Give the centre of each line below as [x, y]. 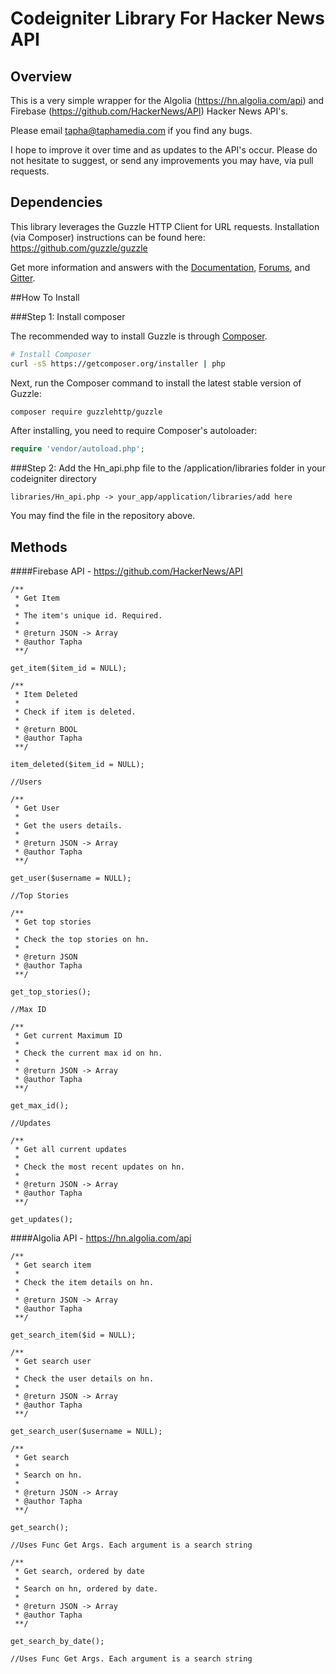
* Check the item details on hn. [84, 1283]
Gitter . [23, 278]
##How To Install [45, 297]
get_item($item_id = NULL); [69, 668]
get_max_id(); [40, 1106]
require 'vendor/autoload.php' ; [77, 449]
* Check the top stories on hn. [82, 940]
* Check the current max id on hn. [88, 1053]
